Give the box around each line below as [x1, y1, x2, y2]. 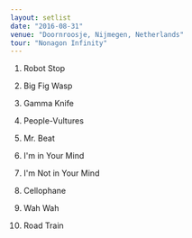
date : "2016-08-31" [10, 22, 84, 31]
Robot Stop [23, 63, 66, 74]
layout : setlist [10, 13, 71, 23]
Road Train [23, 220, 64, 231]
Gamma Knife [23, 98, 75, 109]
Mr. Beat [23, 133, 55, 144]
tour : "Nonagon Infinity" [10, 38, 107, 48]
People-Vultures [23, 115, 85, 126]
